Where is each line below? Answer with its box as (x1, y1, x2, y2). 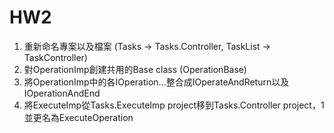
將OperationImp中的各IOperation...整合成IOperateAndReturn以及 (23, 76, 290, 88)
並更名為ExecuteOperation (23, 111, 134, 123)
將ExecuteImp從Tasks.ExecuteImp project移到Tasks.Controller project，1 (23, 99, 325, 111)
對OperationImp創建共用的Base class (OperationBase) (23, 63, 247, 75)
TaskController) (23, 51, 88, 63)
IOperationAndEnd (23, 87, 101, 99)
